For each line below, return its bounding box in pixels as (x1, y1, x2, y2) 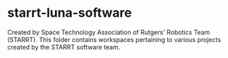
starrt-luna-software (7, 5, 132, 21)
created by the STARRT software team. (7, 43, 121, 51)
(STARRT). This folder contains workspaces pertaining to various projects (7, 35, 221, 43)
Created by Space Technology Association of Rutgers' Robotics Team (7, 28, 210, 36)
